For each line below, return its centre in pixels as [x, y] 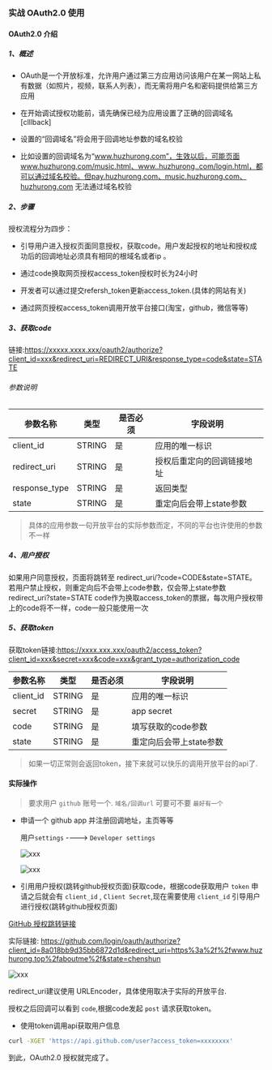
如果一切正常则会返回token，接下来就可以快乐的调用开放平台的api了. [143, 763]
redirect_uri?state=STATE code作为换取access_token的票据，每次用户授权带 [136, 597]
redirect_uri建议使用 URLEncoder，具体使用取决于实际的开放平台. [117, 991]
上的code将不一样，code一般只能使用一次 [79, 608]
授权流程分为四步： [40, 229]
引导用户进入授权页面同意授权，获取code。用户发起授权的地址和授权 [135, 246]
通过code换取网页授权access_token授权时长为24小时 [109, 273]
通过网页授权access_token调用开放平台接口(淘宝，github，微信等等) [134, 308]
